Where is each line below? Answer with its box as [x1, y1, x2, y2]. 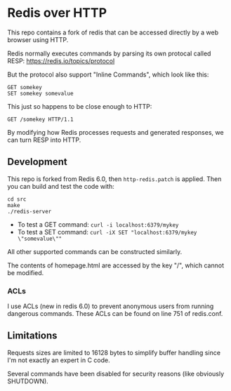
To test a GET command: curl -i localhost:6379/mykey [17, 220, 179, 229]
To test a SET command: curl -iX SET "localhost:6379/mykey [17, 227, 197, 236]
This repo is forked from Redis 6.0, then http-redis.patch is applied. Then [7, 174, 222, 183]
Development [7, 156, 68, 168]
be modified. [7, 268, 44, 277]
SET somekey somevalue [7, 90, 74, 97]
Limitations [7, 330, 58, 342]
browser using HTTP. [7, 35, 69, 44]
